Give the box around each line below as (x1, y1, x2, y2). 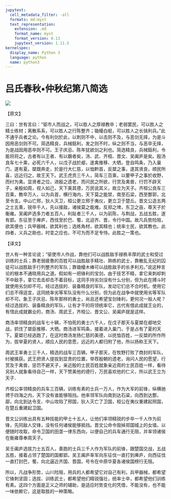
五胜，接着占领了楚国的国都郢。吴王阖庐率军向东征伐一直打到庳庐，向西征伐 (5, 452, 166, 458)
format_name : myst (14, 31, 53, 36)
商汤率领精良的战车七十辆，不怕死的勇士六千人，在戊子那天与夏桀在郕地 (5, 320, 157, 326)
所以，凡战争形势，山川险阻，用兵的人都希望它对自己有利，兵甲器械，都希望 (5, 469, 166, 476)
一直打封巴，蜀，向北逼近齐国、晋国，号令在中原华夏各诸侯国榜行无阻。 (5, 458, 157, 464)
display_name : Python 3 (10, 50, 60, 55)
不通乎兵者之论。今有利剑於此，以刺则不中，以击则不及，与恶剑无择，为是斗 (5, 134, 166, 140)
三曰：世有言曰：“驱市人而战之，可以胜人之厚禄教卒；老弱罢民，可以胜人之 (5, 121, 164, 127)
